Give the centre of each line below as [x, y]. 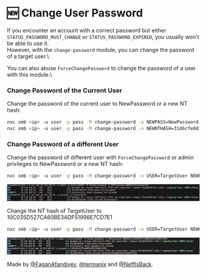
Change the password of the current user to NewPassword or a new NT [97, 104]
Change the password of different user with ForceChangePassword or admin [101, 157]
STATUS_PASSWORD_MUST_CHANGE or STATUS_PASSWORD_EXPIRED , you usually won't [103, 37]
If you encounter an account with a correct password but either [87, 30]
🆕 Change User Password [75, 13]
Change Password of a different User [63, 144]
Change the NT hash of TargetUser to [54, 211]
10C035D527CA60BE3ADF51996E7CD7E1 [60, 217]
